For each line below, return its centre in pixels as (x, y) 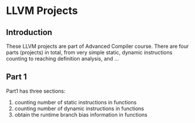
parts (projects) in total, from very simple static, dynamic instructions (89, 52)
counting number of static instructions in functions (76, 102)
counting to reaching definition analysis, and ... (62, 59)
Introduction (29, 32)
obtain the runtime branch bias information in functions (81, 114)
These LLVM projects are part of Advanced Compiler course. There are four (97, 46)
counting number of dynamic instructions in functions (79, 108)
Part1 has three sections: (36, 91)
